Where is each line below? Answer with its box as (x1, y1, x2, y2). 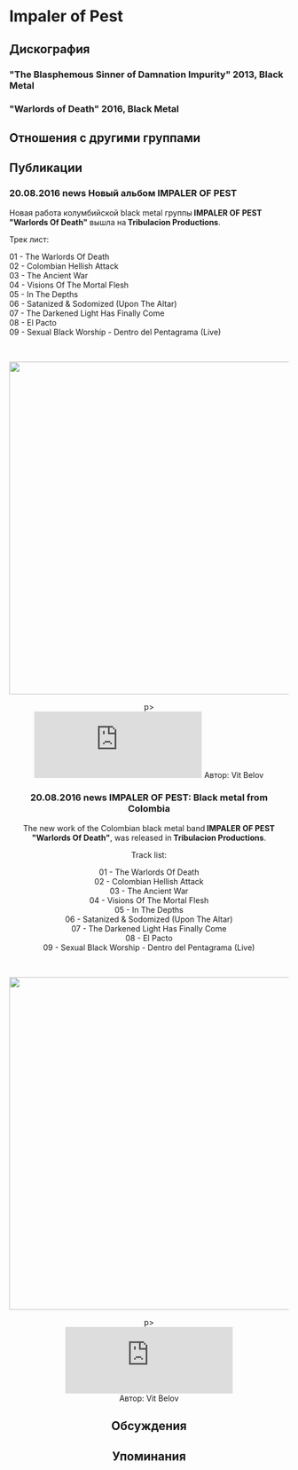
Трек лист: (9, 233, 50, 245)
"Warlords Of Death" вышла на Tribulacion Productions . (9, 216, 221, 227)
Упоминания (112, 1449, 186, 1464)
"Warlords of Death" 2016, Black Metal (9, 103, 180, 115)
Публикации (9, 161, 82, 176)
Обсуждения (111, 1419, 187, 1434)
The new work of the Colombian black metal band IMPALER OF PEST (23, 822, 275, 833)
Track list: (131, 849, 167, 860)
